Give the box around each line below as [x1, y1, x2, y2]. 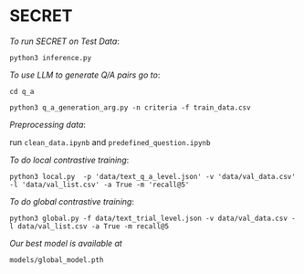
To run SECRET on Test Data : [9, 36, 121, 47]
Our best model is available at [9, 237, 123, 248]
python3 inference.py [9, 53, 92, 62]
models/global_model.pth [9, 255, 104, 265]
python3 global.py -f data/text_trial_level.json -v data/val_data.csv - [9, 214, 297, 223]
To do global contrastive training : [9, 195, 135, 206]
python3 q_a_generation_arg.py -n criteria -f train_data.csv [9, 102, 251, 112]
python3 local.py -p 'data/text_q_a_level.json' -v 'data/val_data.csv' [9, 172, 297, 181]
